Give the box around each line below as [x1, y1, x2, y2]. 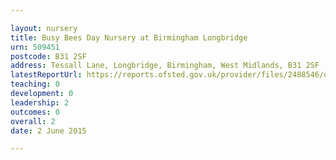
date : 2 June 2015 [10, 126, 87, 136]
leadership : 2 [10, 97, 70, 108]
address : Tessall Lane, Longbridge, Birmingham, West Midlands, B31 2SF [10, 61, 320, 71]
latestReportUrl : [10, 70, 83, 80]
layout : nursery [10, 23, 78, 33]
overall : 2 [10, 116, 56, 126]
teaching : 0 [10, 79, 60, 90]
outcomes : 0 [10, 107, 60, 117]
